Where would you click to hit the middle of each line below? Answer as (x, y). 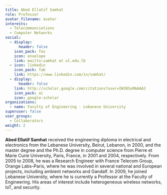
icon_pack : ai (29, 93)
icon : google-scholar (36, 97)
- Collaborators (26, 121)
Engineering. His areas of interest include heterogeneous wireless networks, (83, 182)
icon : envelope (30, 56)
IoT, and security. (23, 187)
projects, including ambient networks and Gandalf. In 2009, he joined (76, 171)
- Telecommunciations (32, 28)
